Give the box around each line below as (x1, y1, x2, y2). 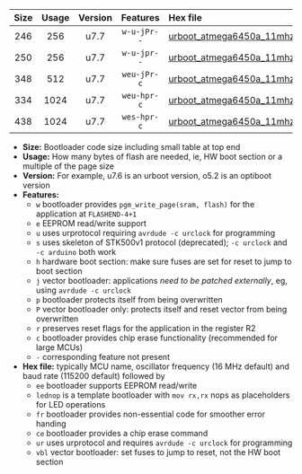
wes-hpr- (121, 112, 159, 122)
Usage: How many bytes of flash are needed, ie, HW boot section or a (22, 152, 283, 162)
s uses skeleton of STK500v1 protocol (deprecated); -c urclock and (35, 237, 288, 248)
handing (35, 418, 67, 429)
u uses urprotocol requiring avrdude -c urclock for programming (35, 228, 276, 238)
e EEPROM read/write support (35, 218, 147, 228)
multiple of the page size (22, 161, 115, 171)
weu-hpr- (121, 91, 159, 101)
